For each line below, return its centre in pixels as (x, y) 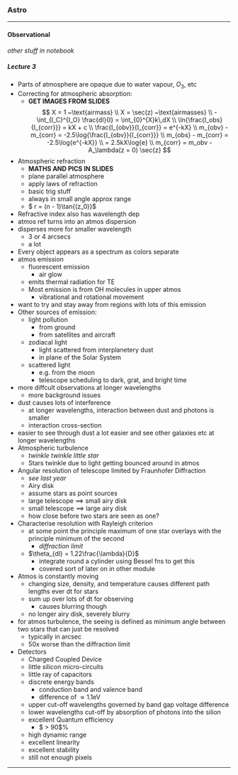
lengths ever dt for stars (63, 592)
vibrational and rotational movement (91, 297)
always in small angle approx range (80, 199)
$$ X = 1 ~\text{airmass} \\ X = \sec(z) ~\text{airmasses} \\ (127, 112)
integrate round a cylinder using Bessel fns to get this (117, 561)
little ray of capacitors (60, 674)
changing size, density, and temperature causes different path (119, 584)
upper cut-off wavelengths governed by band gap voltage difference (129, 705)
